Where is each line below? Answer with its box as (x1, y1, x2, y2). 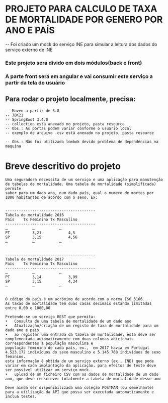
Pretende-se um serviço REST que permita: (5, 314, 96, 319)
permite (5, 186, 22, 191)
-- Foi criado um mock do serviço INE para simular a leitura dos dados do (5, 41, 157, 47)
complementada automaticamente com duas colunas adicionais (5, 336, 134, 341)
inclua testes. (5, 394, 37, 399)
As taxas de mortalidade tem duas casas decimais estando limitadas (5, 301, 152, 306)
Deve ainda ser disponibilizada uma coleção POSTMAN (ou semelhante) (5, 385, 154, 390)
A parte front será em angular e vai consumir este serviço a (5, 73, 153, 80)
